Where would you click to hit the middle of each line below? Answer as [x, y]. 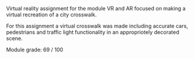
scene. [15, 38]
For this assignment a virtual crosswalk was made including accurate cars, [97, 26]
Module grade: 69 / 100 [35, 50]
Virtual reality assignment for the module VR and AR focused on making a [96, 8]
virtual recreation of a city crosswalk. [51, 15]
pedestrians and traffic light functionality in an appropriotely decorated [93, 32]
